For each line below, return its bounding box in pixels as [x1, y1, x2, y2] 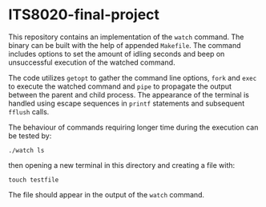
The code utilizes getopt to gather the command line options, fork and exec [8, 73, 257, 82]
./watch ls [8, 146, 45, 154]
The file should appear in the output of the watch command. [8, 189, 205, 199]
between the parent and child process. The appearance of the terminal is [8, 90, 250, 99]
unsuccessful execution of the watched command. [8, 58, 175, 67]
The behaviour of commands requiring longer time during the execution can [8, 122, 259, 132]
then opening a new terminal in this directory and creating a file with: [8, 160, 236, 169]
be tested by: [8, 130, 52, 141]
